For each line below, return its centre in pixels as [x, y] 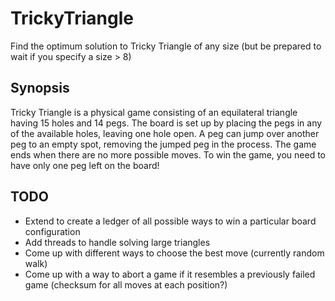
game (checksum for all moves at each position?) [126, 284]
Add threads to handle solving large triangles [117, 242]
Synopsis [40, 88]
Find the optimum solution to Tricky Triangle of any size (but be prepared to [166, 46]
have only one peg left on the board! [85, 165]
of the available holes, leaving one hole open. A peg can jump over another [165, 133]
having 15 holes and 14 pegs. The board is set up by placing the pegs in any [166, 123]
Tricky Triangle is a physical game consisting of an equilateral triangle [154, 112]
